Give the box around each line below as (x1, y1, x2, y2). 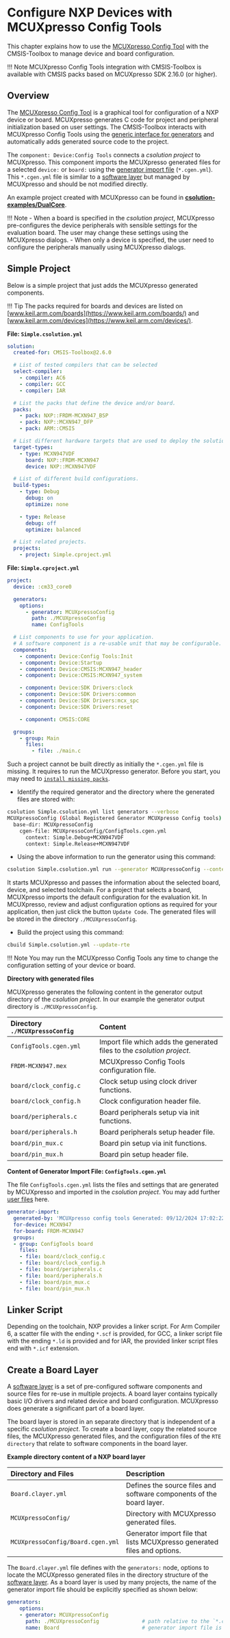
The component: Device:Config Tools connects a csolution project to (7, 150, 201, 159)
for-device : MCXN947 (13, 1221, 72, 1228)
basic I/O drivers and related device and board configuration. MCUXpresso (7, 1397, 219, 1405)
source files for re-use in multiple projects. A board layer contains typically (7, 1389, 218, 1398)
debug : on (25, 494, 53, 502)
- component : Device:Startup (19, 659, 103, 666)
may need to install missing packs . (7, 775, 110, 783)
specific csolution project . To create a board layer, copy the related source (7, 1425, 217, 1433)
